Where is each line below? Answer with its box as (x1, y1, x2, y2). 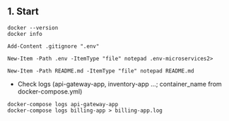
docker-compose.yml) (17, 87, 83, 96)
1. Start (7, 6, 39, 18)
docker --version (7, 24, 59, 31)
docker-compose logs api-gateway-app (7, 101, 119, 108)
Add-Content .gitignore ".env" (7, 42, 100, 50)
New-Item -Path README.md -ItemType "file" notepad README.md (7, 67, 194, 75)
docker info (7, 30, 42, 37)
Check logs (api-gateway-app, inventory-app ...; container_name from (17, 79, 223, 88)
